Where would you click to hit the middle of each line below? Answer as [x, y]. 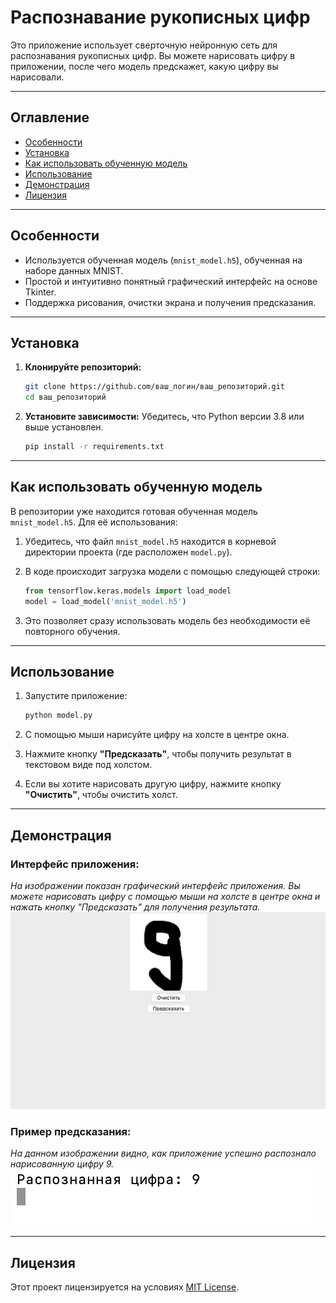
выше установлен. [64, 427]
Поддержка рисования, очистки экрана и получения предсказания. [170, 302]
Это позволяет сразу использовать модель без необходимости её [167, 620]
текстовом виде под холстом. [88, 765]
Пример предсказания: [71, 1131]
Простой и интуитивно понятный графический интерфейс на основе [171, 281]
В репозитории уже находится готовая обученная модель [134, 511]
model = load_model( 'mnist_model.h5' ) [105, 601]
